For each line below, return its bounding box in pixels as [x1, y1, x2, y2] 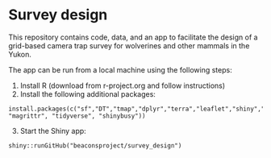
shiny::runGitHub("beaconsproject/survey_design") [8, 141, 182, 150]
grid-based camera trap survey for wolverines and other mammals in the [8, 40, 250, 50]
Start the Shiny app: [19, 126, 86, 135]
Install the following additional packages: [19, 89, 156, 98]
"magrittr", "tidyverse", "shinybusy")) [8, 111, 147, 120]
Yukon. [8, 49, 32, 59]
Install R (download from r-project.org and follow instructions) [19, 81, 226, 90]
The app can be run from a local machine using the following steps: [8, 64, 232, 74]
